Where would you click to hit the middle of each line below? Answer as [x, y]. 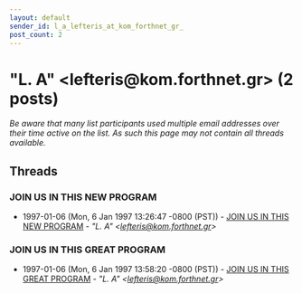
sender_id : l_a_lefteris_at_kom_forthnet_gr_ [96, 26]
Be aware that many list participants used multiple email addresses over [145, 124]
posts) [34, 98]
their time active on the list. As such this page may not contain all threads [147, 133]
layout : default [40, 18]
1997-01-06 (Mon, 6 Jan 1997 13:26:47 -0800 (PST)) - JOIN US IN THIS [156, 217]
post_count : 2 [36, 34]
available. [28, 143]
